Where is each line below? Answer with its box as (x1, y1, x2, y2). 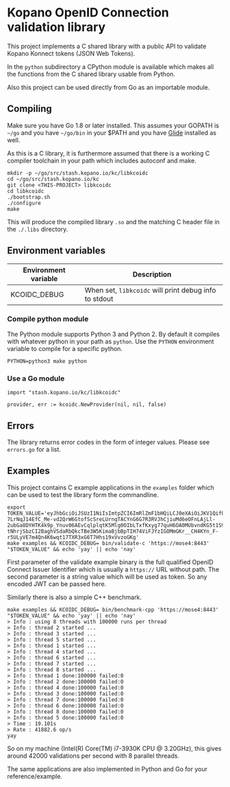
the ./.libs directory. (7, 225, 68, 233)
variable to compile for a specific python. (7, 344, 123, 352)
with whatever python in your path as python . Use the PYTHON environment (7, 337, 214, 346)
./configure (7, 199, 41, 206)
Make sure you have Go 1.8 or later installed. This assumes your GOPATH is (7, 121, 219, 130)
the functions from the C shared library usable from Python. (7, 70, 176, 78)
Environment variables (7, 245, 106, 256)
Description (132, 269, 172, 279)
